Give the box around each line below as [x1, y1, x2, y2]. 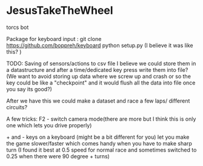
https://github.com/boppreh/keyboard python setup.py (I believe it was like [6, 42, 194, 49]
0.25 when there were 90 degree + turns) [6, 152, 110, 160]
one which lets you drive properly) [6, 121, 92, 129]
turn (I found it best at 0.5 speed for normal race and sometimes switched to [6, 146, 197, 153]
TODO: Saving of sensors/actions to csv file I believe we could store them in [6, 60, 196, 67]
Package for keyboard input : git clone [6, 35, 102, 42]
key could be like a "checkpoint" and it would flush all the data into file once [6, 79, 196, 86]
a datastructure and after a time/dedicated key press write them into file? [6, 66, 188, 73]
